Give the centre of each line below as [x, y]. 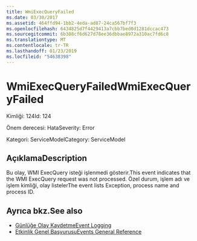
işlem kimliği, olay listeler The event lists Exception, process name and [93, 186]
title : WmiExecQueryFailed [40, 12]
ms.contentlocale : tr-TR [37, 46]
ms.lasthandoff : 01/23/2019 [42, 51]
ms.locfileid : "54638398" [39, 57]
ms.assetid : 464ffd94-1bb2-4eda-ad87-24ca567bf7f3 [71, 23]
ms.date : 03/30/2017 [32, 17]
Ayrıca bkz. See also [44, 211]
